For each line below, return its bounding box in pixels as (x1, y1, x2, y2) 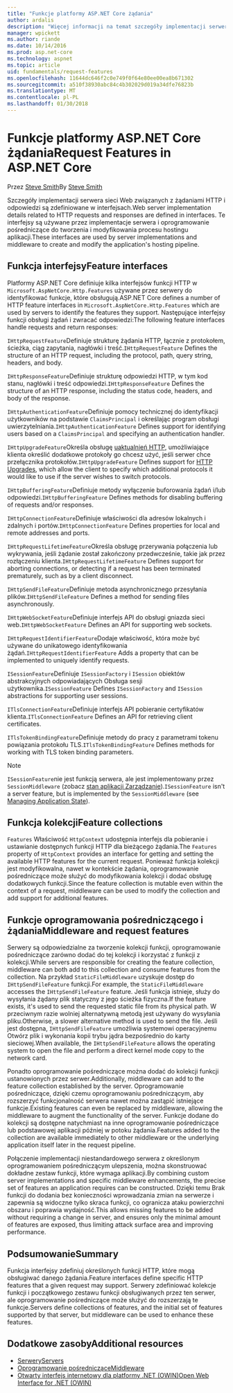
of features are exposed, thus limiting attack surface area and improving (7, 1220, 214, 1229)
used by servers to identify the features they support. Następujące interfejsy (7, 308, 225, 316)
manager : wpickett (7, 29, 60, 37)
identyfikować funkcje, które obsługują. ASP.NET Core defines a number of (7, 293, 221, 301)
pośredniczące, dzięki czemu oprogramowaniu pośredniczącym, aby (7, 1089, 204, 1098)
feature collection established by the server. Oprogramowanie (7, 1082, 184, 1090)
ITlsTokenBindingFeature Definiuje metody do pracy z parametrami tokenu (7, 733, 218, 742)
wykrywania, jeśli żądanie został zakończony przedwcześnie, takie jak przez (7, 549, 225, 558)
